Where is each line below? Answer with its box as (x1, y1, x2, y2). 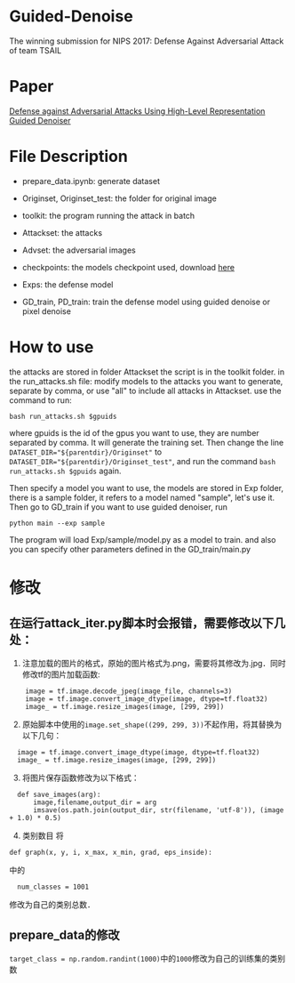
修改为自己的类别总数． (9, 898, 95, 909)
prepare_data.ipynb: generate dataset (21, 175, 161, 186)
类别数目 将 (21, 830, 64, 841)
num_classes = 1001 (17, 882, 90, 891)
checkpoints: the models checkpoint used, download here (21, 262, 235, 272)
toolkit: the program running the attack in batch (21, 210, 195, 221)
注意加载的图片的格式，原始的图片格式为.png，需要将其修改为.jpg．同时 (21, 657, 286, 668)
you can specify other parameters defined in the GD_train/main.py (9, 544, 251, 554)
